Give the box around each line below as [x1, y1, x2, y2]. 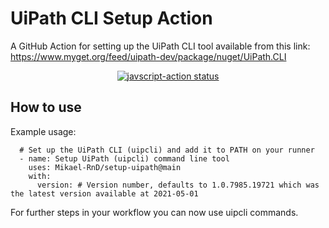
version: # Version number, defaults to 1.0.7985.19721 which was [36, 180, 320, 190]
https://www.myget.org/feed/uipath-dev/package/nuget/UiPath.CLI [10, 50, 287, 62]
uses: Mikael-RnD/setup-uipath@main [28, 162, 182, 172]
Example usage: [10, 125, 77, 137]
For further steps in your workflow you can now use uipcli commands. [10, 206, 299, 218]
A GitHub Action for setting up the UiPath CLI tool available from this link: [10, 40, 311, 52]
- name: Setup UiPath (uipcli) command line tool [19, 153, 230, 164]
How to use [10, 99, 82, 116]
